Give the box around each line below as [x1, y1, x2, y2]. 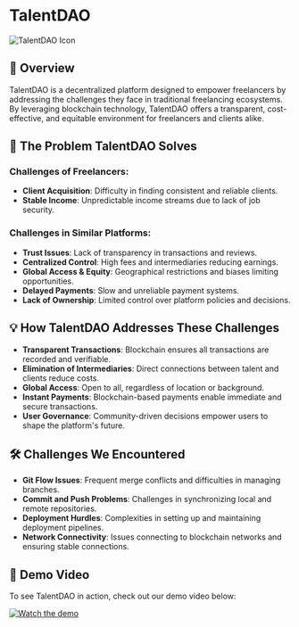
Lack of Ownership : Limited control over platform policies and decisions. [21, 294, 291, 305]
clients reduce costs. [21, 372, 100, 384]
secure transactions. [21, 400, 98, 411]
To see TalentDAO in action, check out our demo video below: [9, 590, 237, 602]
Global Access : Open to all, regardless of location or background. [21, 382, 265, 392]
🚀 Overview [9, 61, 75, 76]
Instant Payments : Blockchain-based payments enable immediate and [21, 392, 283, 402]
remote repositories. [21, 503, 97, 514]
